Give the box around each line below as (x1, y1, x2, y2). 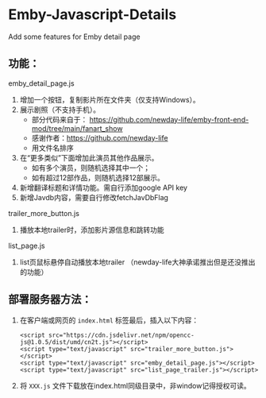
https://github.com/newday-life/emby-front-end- (89, 114, 249, 124)
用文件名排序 (31, 143, 74, 153)
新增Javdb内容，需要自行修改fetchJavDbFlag (19, 192, 169, 202)
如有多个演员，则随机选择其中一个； (31, 163, 151, 172)
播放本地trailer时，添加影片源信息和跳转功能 (19, 225, 164, 234)
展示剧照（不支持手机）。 (19, 105, 101, 114)
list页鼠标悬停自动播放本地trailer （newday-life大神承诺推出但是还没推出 (19, 257, 256, 267)
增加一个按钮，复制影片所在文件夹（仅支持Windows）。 (19, 95, 200, 104)
